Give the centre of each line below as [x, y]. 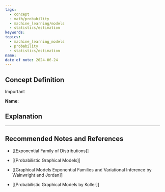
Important [15, 92]
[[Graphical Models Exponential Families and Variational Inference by [82, 169]
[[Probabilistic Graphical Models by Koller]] [56, 184]
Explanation [24, 117]
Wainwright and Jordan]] [37, 175]
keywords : [15, 32]
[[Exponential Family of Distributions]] [51, 151]
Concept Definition [35, 80]
